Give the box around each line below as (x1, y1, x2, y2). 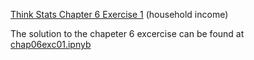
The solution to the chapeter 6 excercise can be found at (10, 28, 245, 39)
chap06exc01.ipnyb (10, 39, 92, 50)
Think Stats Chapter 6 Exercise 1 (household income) (10, 9, 229, 20)
